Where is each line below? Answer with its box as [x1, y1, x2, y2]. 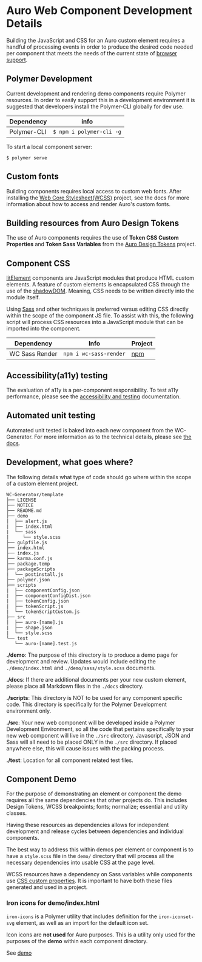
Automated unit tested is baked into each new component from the [6, 426, 173, 434]
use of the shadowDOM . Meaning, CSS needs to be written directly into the [6, 287, 194, 295]
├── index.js [6, 550, 39, 556]
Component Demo [6, 774, 77, 784]
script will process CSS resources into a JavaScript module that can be [6, 319, 184, 326]
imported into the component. [6, 325, 81, 332]
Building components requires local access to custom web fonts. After [6, 187, 182, 195]
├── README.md [6, 507, 42, 514]
